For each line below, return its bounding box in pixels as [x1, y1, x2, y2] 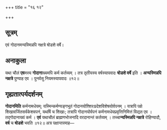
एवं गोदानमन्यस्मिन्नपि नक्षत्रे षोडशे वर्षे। [5, 42, 64, 48]
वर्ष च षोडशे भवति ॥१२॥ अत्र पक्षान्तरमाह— [5, 120, 74, 126]
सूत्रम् [5, 28, 17, 37]
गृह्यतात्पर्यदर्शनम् [5, 90, 42, 99]
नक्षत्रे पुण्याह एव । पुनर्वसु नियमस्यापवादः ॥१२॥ [5, 75, 79, 81]
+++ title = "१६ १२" [5, 4, 44, 10]
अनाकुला [5, 57, 26, 65]
